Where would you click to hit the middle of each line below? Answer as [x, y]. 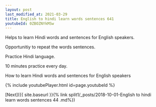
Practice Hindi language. [30, 57]
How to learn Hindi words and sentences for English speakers [68, 76]
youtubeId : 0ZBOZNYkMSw [30, 23]
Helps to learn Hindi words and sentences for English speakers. [70, 37]
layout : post [19, 10]
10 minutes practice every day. [36, 66]
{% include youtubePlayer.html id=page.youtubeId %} [60, 85]
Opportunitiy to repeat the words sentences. [50, 47]
